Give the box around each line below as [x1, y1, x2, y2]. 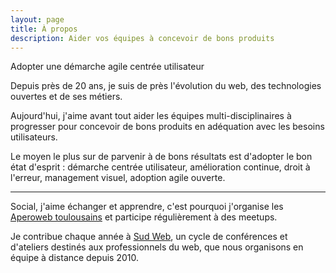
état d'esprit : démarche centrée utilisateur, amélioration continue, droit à [10, 161, 311, 173]
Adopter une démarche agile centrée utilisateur [10, 61, 205, 73]
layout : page [10, 14, 65, 25]
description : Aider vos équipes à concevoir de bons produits [10, 33, 275, 43]
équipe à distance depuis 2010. [10, 252, 139, 264]
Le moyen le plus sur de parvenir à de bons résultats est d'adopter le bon [10, 151, 313, 163]
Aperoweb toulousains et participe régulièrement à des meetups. [10, 211, 278, 223]
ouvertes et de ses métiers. [10, 91, 123, 103]
